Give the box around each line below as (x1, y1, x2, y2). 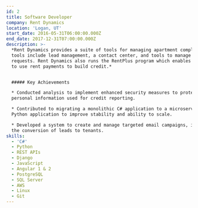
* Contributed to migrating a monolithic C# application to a (11, 106, 167, 112)
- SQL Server (11, 177, 44, 183)
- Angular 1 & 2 (11, 166, 51, 171)
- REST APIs (11, 150, 41, 156)
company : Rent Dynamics (6, 19, 65, 25)
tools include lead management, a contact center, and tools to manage (11, 52, 192, 58)
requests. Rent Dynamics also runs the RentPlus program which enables (11, 58, 192, 64)
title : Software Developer (6, 14, 72, 20)
